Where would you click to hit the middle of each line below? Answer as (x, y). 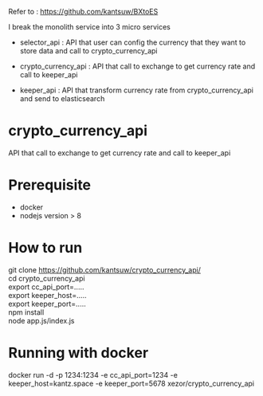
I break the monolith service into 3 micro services (90, 27)
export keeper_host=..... (48, 295)
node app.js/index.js (41, 320)
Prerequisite (50, 185)
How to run (45, 248)
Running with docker (79, 353)
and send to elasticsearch (62, 98)
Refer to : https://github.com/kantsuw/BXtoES (83, 12)
